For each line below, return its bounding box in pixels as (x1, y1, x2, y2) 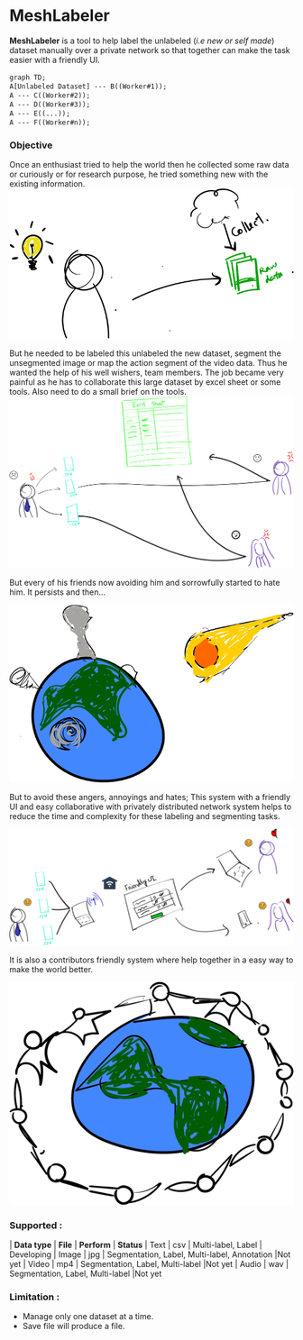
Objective (9, 139, 53, 151)
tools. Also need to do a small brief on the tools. (9, 386, 187, 397)
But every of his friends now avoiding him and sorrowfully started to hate (9, 578, 280, 588)
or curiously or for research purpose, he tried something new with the (9, 169, 269, 180)
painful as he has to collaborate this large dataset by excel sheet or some (9, 376, 281, 387)
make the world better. (9, 964, 93, 975)
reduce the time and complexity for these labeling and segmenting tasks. (9, 810, 280, 821)
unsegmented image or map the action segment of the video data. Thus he (9, 357, 288, 368)
